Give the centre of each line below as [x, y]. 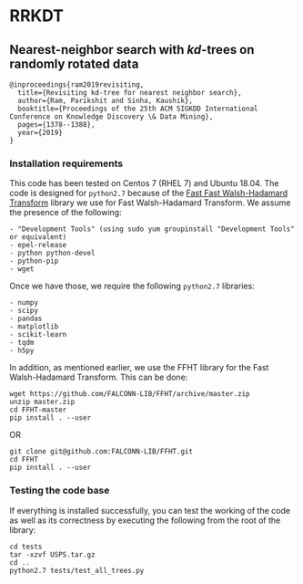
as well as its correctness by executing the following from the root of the [145, 520]
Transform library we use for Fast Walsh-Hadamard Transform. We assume [150, 203]
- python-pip [34, 261]
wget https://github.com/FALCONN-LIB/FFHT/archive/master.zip [130, 394]
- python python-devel [52, 253]
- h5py [22, 351]
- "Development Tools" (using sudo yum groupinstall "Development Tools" [152, 229]
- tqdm [22, 343]
